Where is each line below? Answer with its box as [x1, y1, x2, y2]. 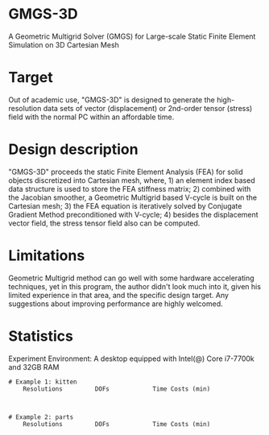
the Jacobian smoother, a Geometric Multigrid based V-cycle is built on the [8, 193, 258, 202]
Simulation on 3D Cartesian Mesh [8, 39, 119, 49]
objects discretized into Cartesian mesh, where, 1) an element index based [8, 175, 255, 185]
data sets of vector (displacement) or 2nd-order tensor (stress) [43, 103, 253, 113]
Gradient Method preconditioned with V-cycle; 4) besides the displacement [8, 209, 259, 219]
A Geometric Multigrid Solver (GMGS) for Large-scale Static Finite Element [8, 31, 256, 41]
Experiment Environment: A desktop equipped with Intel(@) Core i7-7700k [8, 354, 255, 363]
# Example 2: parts [8, 412, 74, 421]
